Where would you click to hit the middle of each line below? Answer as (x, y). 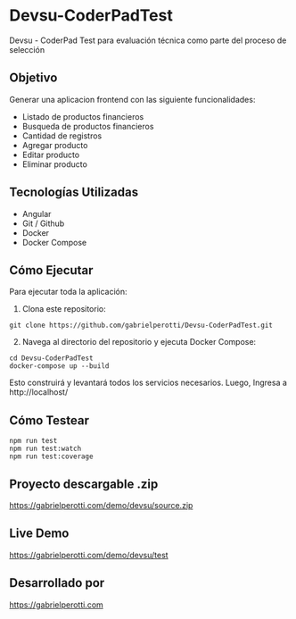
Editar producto (51, 155)
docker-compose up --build (59, 366)
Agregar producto (55, 145)
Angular (37, 213)
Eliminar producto (54, 164)
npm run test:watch (45, 449)
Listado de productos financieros (83, 116)
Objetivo (33, 78)
